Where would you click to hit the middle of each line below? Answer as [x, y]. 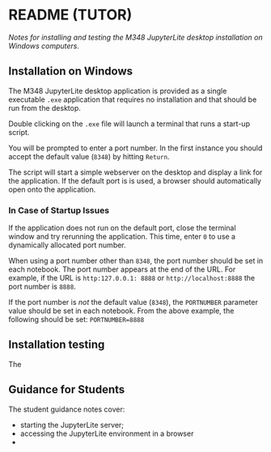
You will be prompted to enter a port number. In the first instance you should [135, 148]
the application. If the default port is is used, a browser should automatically [135, 180]
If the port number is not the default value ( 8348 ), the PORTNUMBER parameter [133, 302]
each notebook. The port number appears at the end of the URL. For [122, 269]
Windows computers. [44, 45]
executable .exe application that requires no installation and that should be [133, 99]
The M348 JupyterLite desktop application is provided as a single [118, 91]
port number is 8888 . [42, 287]
